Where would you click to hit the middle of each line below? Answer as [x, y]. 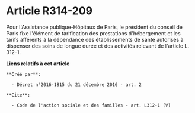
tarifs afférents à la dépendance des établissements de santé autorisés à [95, 39]
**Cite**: [18, 95]
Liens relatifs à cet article [38, 64]
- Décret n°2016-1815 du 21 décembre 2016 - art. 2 [77, 84]
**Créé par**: [24, 74]
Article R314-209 [49, 11]
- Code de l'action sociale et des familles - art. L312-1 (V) [91, 105]
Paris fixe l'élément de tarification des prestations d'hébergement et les [93, 33]
